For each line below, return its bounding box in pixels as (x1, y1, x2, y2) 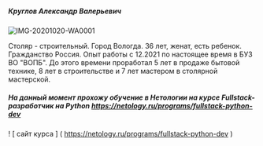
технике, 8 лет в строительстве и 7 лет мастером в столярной (8, 66, 218, 75)
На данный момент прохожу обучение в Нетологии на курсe (8, 93, 220, 102)
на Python (54, 100, 91, 110)
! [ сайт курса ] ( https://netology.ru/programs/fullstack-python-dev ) (8, 129, 234, 138)
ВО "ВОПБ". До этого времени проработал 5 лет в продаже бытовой (8, 57, 240, 67)
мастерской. (8, 75, 51, 84)
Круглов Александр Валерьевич (8, 6, 122, 16)
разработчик (8, 100, 54, 110)
